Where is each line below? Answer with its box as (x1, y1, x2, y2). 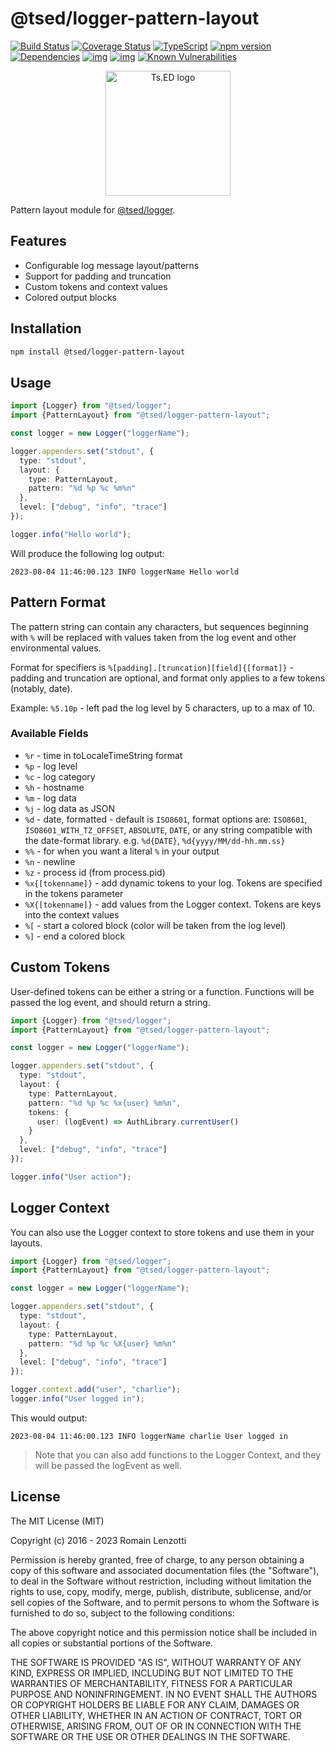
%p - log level (24, 760, 78, 772)
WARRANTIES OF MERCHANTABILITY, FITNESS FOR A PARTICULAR (10, 1677, 293, 1689)
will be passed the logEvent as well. (34, 1459, 182, 1471)
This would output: (10, 1412, 88, 1424)
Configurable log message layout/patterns (24, 259, 200, 271)
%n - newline (24, 855, 76, 867)
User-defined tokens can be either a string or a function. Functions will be (10, 985, 315, 997)
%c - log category (24, 770, 96, 782)
